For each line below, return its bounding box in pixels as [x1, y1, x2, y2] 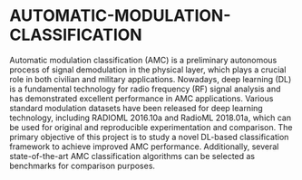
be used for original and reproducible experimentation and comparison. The [9, 121, 293, 132]
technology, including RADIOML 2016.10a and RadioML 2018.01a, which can [9, 112, 292, 123]
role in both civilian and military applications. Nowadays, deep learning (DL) [9, 73, 292, 84]
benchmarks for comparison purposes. [9, 160, 156, 171]
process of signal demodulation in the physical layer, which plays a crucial [9, 64, 287, 75]
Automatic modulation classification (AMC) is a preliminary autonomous [9, 54, 278, 65]
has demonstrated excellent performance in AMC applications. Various [9, 92, 274, 104]
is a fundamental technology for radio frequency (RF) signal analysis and [9, 83, 281, 94]
